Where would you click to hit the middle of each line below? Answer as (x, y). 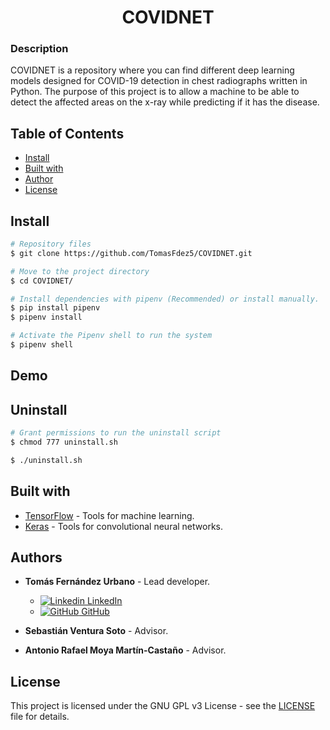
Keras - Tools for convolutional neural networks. (124, 526)
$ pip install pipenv (55, 308)
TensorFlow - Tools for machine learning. (109, 515)
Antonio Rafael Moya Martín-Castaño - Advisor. (125, 650)
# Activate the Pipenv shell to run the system (111, 336)
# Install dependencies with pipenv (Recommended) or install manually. (165, 299)
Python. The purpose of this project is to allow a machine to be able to (155, 92)
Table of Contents (67, 133)
